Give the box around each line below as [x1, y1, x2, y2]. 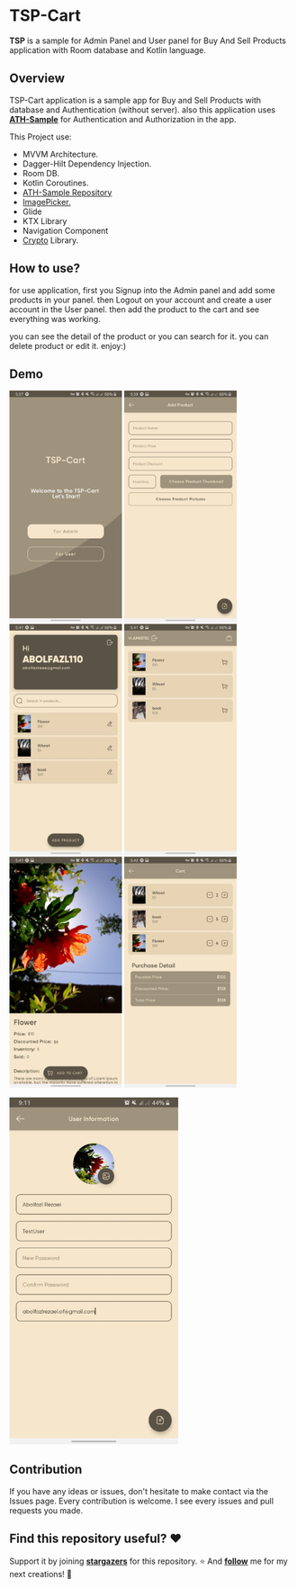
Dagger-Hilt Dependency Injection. [22, 158, 152, 169]
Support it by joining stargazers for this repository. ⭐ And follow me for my [9, 1556, 288, 1566]
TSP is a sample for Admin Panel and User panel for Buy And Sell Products [9, 35, 286, 46]
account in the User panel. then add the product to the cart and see [9, 303, 260, 315]
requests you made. [9, 1504, 84, 1516]
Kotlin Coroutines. [22, 177, 89, 188]
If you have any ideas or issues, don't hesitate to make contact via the [9, 1485, 268, 1496]
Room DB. [22, 167, 60, 178]
